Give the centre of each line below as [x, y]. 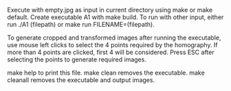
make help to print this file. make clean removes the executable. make [106, 73]
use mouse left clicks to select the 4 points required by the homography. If [112, 45]
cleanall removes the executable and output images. [81, 80]
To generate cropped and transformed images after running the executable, [114, 38]
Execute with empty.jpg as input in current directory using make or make [110, 10]
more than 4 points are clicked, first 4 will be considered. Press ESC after [111, 52]
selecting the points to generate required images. [77, 60]
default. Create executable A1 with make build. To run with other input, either [115, 17]
